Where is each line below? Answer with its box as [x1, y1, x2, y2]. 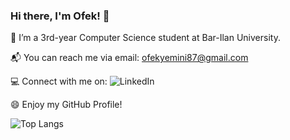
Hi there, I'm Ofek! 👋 [10, 9, 110, 23]
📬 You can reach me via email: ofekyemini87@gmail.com [10, 52, 249, 64]
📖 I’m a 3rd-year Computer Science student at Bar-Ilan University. [10, 32, 281, 44]
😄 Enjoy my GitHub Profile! [10, 99, 123, 111]
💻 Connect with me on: [10, 75, 108, 88]
